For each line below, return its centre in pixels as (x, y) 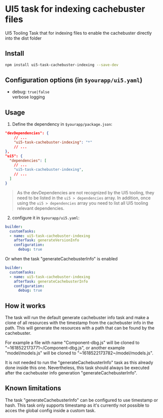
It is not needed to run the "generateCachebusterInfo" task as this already (79, 363)
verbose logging (28, 97)
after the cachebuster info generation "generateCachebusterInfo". (71, 373)
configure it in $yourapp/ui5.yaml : (46, 218)
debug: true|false (31, 92)
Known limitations (33, 388)
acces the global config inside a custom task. (50, 410)
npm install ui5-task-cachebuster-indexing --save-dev (62, 65)
